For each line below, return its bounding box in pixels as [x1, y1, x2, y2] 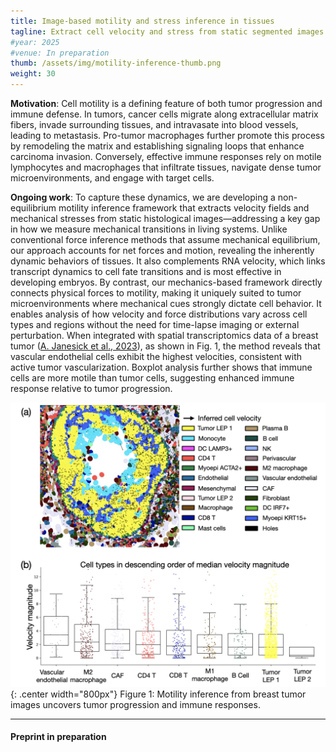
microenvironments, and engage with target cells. [10, 172, 215, 184]
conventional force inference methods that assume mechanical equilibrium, [10, 234, 321, 245]
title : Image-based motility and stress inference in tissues [10, 16, 275, 26]
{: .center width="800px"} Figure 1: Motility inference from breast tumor [10, 688, 307, 700]
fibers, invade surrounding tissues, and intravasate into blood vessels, [10, 119, 299, 130]
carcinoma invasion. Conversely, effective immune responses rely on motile [10, 151, 322, 162]
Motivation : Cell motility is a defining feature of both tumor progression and [10, 98, 323, 109]
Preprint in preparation [10, 731, 107, 743]
